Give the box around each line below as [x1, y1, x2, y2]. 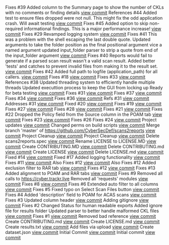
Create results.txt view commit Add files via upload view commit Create [5, 224, 154, 230]
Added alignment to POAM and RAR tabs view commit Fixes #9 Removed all [5, 170, 163, 176]
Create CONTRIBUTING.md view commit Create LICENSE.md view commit [5, 219, 160, 224]
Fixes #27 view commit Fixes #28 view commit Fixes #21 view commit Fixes [5, 106, 163, 112]
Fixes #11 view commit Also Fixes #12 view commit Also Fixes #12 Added [5, 160, 156, 165]
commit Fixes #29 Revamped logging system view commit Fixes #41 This [5, 31, 157, 37]
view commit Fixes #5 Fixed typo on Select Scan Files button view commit [5, 187, 159, 192]
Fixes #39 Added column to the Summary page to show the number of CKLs [5, 5, 164, 10]
